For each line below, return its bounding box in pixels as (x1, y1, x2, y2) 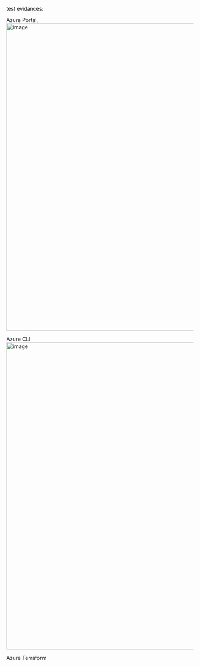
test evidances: (6, 5, 43, 12)
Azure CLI (6, 335, 31, 343)
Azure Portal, (6, 17, 39, 23)
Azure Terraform (6, 655, 47, 661)
